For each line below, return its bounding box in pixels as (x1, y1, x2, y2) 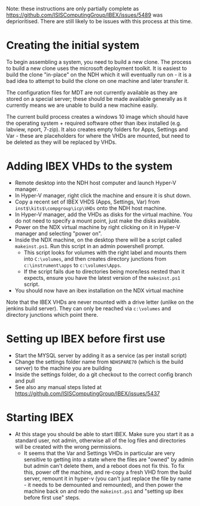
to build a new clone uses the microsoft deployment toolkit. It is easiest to (6, 64, 187, 72)
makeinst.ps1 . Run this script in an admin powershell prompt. (14, 242, 165, 249)
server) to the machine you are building (14, 364, 112, 372)
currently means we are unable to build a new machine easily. (6, 101, 158, 109)
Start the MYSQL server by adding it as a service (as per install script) (14, 351, 187, 359)
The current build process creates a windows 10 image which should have (6, 113, 189, 120)
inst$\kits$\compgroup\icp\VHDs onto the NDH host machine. (14, 204, 167, 211)
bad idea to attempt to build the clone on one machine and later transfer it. (6, 77, 189, 84)
